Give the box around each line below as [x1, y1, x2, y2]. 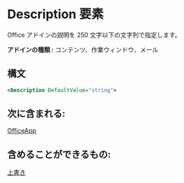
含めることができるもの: [7, 148, 112, 160]
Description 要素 [7, 6, 104, 22]
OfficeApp [7, 127, 37, 135]
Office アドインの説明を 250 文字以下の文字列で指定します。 [7, 31, 181, 39]
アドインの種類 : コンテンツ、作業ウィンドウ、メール [7, 45, 159, 54]
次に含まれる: [7, 108, 66, 120]
